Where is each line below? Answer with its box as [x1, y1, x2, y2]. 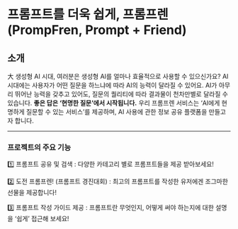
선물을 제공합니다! [7, 189, 57, 197]
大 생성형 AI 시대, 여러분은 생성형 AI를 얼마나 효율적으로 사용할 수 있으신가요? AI [7, 72, 229, 80]
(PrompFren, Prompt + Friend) [7, 22, 187, 38]
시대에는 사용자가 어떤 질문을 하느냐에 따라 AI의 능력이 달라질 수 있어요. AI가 [7, 81, 217, 89]
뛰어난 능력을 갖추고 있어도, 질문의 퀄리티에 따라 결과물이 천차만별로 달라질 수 [14, 90, 229, 98]
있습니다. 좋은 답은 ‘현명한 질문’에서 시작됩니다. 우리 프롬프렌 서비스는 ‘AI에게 [7, 99, 220, 107]
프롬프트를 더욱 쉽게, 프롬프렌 [7, 6, 169, 23]
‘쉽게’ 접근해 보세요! [14, 214, 69, 223]
